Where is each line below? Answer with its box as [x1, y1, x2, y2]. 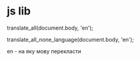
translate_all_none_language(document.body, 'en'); [7, 36, 135, 43]
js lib [7, 4, 31, 18]
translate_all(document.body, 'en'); [7, 24, 94, 31]
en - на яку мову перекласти [7, 47, 81, 55]
